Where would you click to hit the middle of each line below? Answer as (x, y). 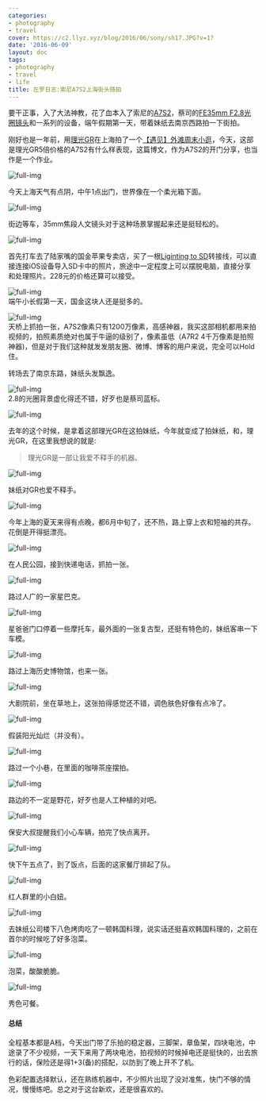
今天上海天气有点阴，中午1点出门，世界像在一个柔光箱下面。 (107, 192)
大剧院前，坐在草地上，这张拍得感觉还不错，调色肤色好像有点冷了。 (119, 703)
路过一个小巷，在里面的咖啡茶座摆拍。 (70, 768)
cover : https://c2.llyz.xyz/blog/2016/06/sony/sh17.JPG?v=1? (111, 38)
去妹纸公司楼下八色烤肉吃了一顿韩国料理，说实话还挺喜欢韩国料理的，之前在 (133, 929)
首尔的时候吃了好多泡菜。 (50, 939)
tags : (17, 60)
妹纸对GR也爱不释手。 (44, 490)
